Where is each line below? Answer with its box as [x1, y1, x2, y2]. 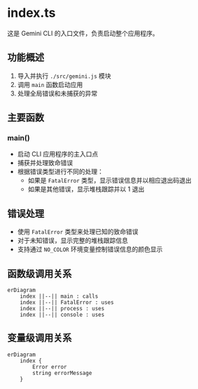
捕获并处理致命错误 [17, 159, 73, 167]
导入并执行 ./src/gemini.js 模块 [17, 72, 112, 80]
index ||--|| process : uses [20, 305, 105, 312]
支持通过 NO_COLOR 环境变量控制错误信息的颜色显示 [17, 245, 163, 253]
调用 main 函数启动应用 [17, 80, 83, 88]
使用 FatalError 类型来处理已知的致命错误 [17, 228, 139, 236]
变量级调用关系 [7, 332, 72, 344]
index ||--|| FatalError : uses [20, 299, 114, 306]
